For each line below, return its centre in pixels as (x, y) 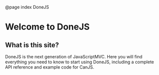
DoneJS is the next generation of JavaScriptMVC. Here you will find (74, 57)
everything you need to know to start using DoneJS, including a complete (79, 62)
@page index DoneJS (27, 7)
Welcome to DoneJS (48, 27)
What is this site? (32, 45)
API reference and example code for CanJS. (50, 67)
